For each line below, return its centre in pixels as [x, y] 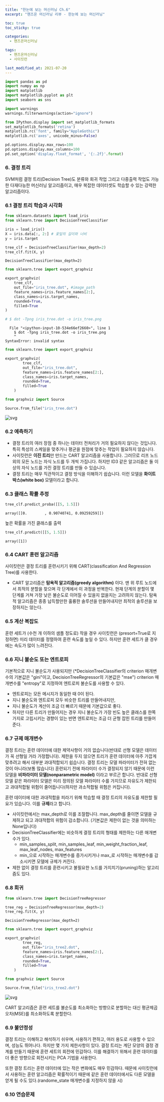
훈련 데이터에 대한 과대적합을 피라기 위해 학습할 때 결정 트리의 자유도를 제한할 [79, 797]
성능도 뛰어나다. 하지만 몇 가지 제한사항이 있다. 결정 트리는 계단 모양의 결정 [82, 1045]
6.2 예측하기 [19, 431]
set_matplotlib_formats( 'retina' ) [40, 127]
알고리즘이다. [18, 191]
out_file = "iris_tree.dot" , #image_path [55, 288]
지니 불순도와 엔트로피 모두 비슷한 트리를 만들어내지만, [64, 700]
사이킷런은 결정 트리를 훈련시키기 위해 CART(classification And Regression [78, 566]
